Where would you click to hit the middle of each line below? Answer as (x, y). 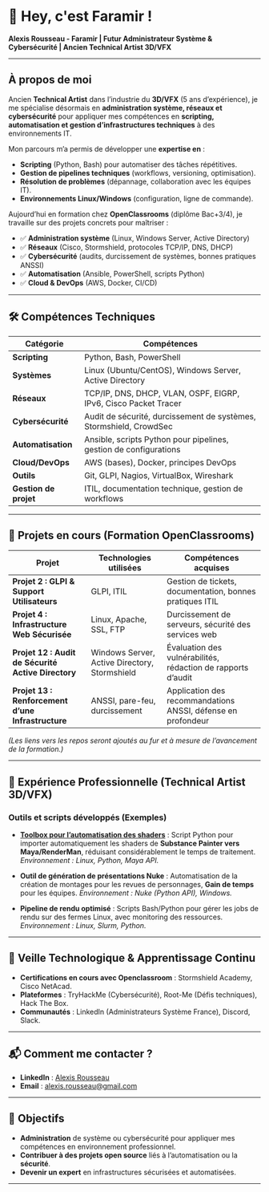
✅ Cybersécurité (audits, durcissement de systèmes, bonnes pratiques (138, 256)
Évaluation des (195, 647)
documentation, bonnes (211, 591)
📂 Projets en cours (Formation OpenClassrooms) (131, 535)
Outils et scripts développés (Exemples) (88, 817)
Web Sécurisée (42, 635)
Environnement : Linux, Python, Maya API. (89, 861)
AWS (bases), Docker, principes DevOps (160, 462)
